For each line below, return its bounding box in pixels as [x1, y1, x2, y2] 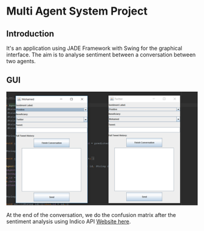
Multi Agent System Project [6, 4, 148, 18]
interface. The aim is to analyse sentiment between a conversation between [6, 51, 196, 58]
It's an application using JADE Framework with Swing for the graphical [6, 44, 182, 52]
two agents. [6, 58, 36, 64]
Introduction [6, 29, 55, 39]
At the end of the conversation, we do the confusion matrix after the [6, 212, 176, 219]
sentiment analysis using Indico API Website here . [6, 218, 131, 226]
